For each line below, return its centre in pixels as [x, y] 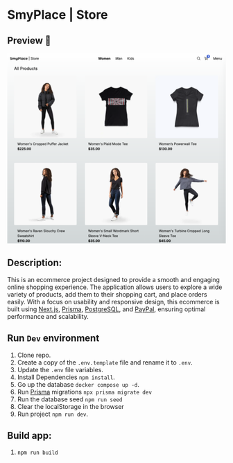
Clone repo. [34, 355]
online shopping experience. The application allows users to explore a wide [115, 287]
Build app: [29, 436]
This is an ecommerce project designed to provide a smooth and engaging [114, 279]
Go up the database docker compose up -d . [78, 384]
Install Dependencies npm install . [66, 377]
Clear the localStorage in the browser [71, 406]
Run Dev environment [53, 339]
